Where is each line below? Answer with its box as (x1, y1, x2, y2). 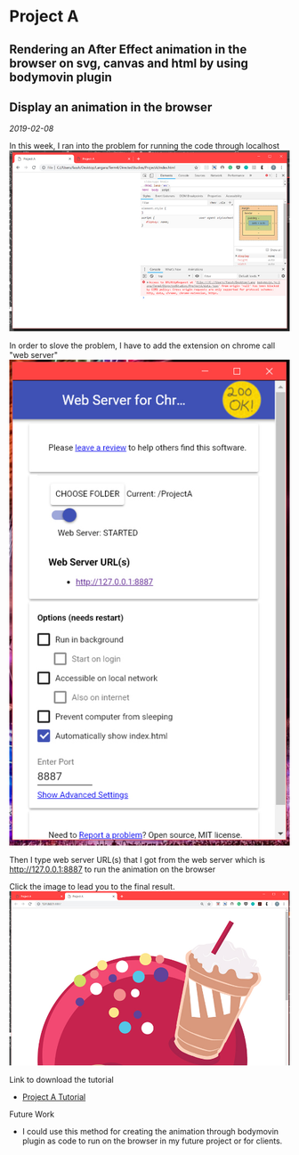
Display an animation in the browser (9, 100, 213, 115)
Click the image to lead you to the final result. (9, 881, 175, 891)
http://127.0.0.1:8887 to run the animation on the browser (9, 864, 216, 874)
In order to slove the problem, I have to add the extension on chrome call (9, 340, 276, 351)
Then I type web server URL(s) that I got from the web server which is (9, 854, 265, 865)
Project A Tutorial (21, 1091, 86, 1102)
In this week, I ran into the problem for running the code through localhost (9, 141, 280, 151)
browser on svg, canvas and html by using (9, 55, 249, 70)
